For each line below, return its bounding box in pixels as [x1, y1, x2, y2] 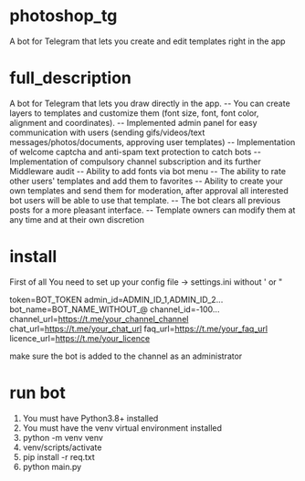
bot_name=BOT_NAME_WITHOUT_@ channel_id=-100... [9, 303, 220, 315]
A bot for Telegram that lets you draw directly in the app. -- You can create [9, 98, 290, 109]
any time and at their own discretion [9, 214, 144, 225]
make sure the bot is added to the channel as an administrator [9, 350, 243, 361]
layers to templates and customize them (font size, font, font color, [9, 107, 259, 119]
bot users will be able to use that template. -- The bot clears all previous [9, 194, 281, 205]
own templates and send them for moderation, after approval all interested [9, 184, 289, 196]
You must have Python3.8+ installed [22, 413, 159, 423]
